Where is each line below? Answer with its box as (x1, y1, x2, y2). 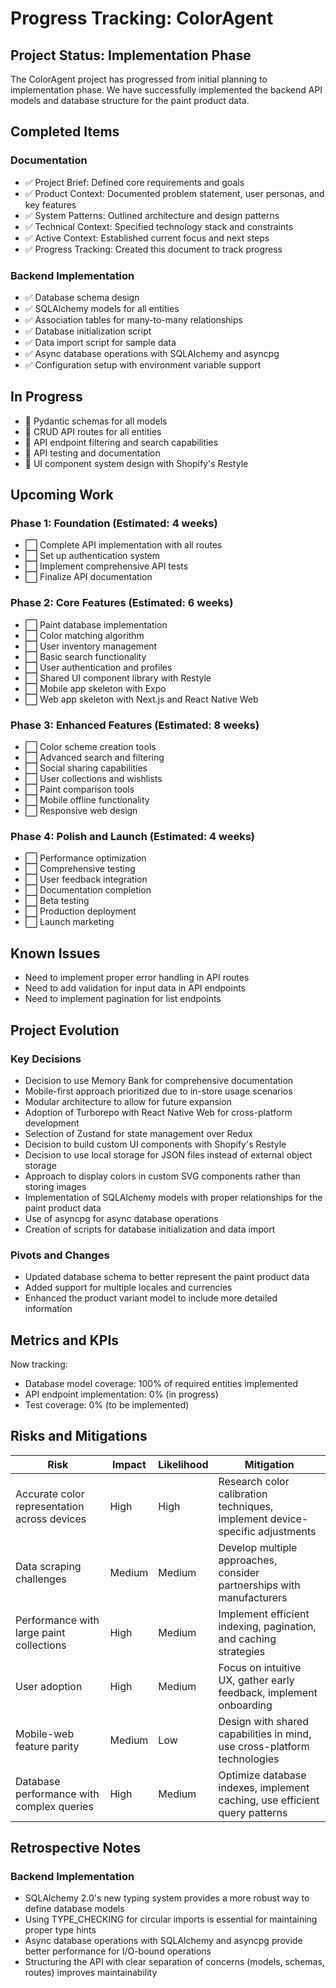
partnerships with (218, 1578, 301, 1592)
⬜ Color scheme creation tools (24, 741, 157, 753)
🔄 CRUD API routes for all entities (24, 425, 162, 437)
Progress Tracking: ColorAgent (10, 7, 274, 30)
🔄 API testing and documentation (24, 447, 161, 459)
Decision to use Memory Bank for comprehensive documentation (24, 1074, 294, 1086)
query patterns (218, 1805, 288, 1819)
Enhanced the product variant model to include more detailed (24, 1292, 278, 1304)
